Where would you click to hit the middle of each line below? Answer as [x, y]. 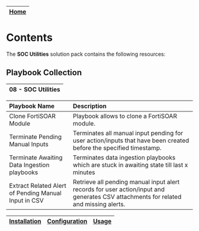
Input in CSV [27, 200]
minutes [84, 172]
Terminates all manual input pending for [128, 133]
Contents [30, 38]
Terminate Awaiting [36, 158]
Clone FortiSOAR [33, 116]
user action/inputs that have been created [131, 140]
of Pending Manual [36, 193]
